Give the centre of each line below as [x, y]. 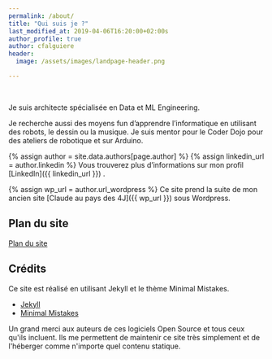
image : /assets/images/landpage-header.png [90, 62]
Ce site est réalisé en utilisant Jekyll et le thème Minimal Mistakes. [119, 288]
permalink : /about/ [41, 16]
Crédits [28, 269]
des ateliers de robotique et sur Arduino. [76, 140]
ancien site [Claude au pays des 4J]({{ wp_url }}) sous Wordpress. [120, 198]
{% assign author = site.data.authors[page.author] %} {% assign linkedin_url [136, 156]
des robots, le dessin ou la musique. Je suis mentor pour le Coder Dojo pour [136, 132]
